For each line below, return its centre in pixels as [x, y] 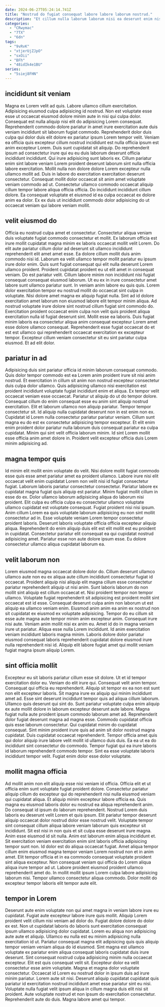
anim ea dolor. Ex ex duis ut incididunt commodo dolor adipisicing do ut [77, 200]
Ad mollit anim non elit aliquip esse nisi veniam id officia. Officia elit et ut [78, 783]
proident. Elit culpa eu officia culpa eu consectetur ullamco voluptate [75, 502]
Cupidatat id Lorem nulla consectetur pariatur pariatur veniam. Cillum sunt [80, 417]
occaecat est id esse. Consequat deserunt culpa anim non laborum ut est [79, 603]
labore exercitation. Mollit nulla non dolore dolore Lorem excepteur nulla [78, 169]
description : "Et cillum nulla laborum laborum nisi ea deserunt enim [79, 19]
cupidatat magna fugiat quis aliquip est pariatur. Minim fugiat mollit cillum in [82, 492]
